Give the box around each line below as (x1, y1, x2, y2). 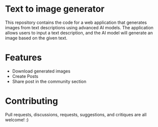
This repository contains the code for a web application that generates (5, 19, 147, 25)
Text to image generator (5, 3, 105, 15)
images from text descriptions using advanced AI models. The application (5, 24, 154, 30)
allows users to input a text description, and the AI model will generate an (5, 30, 153, 36)
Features (5, 52, 42, 63)
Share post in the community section (12, 78, 87, 84)
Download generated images (12, 68, 71, 74)
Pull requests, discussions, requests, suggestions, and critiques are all (5, 111, 147, 117)
